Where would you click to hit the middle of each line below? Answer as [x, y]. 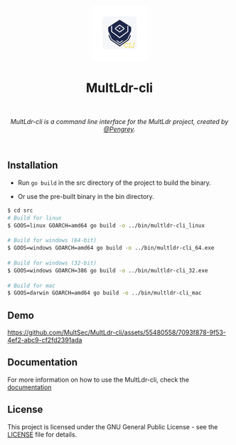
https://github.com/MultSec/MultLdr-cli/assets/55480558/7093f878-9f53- [117, 332]
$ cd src [20, 210]
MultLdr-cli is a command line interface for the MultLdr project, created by [119, 121]
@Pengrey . [119, 129]
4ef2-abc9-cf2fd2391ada [45, 340]
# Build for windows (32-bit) [52, 263]
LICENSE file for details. [42, 434]
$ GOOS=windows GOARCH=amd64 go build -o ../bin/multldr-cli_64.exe [111, 248]
